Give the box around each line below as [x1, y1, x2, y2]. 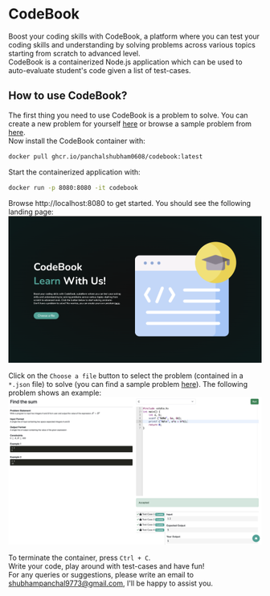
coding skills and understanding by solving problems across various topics [8, 39, 256, 49]
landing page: [8, 207, 54, 216]
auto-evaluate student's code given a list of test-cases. [8, 65, 191, 75]
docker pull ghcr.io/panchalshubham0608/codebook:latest [8, 152, 203, 161]
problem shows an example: [8, 388, 102, 398]
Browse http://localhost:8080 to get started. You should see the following [8, 198, 252, 208]
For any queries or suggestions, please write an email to [8, 570, 194, 580]
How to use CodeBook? [8, 89, 128, 103]
